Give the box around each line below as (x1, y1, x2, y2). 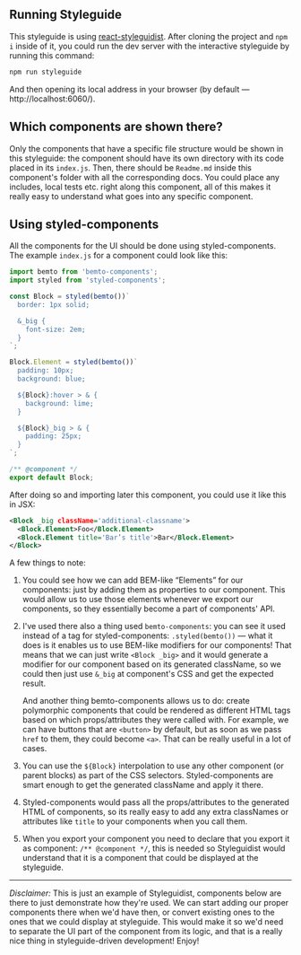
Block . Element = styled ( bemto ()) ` (9, 358, 139, 367)
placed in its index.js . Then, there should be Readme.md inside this (9, 162, 253, 173)
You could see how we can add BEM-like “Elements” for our (21, 574, 244, 586)
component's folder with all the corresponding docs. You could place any (9, 171, 280, 182)
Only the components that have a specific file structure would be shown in (9, 143, 284, 153)
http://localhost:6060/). (9, 93, 96, 104)
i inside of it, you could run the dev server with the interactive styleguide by (9, 40, 289, 51)
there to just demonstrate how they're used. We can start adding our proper (9, 898, 289, 908)
